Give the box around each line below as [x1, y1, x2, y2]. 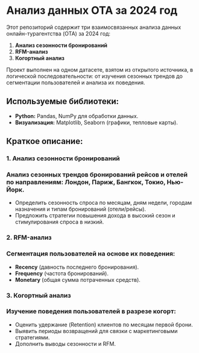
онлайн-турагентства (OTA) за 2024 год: [6, 30, 110, 37]
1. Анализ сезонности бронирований [6, 154, 121, 163]
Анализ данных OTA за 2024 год [6, 4, 178, 17]
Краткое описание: [6, 136, 83, 146]
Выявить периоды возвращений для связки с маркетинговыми [14, 327, 178, 334]
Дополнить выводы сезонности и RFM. [14, 340, 116, 347]
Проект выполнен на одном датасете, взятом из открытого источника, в [6, 66, 194, 73]
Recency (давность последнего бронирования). [14, 263, 139, 270]
